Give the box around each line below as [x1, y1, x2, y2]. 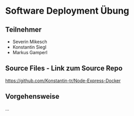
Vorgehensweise [5, 92, 59, 101]
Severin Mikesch [12, 38, 47, 45]
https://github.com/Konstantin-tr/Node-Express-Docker [5, 78, 121, 84]
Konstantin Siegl [12, 44, 47, 50]
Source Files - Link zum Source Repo [5, 64, 123, 73]
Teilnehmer [5, 25, 42, 34]
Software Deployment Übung [5, 5, 129, 17]
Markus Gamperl [12, 50, 48, 55]
